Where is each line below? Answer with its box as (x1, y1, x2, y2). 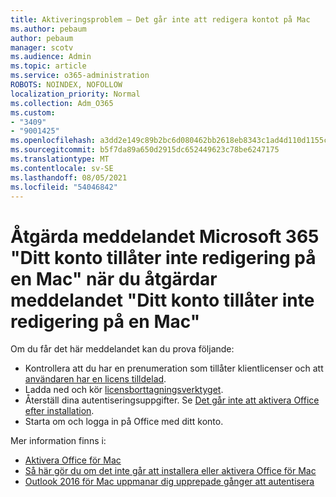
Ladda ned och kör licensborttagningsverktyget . (24, 384, 224, 396)
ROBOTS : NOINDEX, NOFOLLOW (10, 80, 123, 90)
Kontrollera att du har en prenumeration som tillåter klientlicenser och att (24, 362, 324, 375)
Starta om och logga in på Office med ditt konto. (24, 416, 224, 428)
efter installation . (24, 405, 95, 417)
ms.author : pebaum (10, 24, 87, 34)
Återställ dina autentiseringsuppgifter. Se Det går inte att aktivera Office (24, 394, 320, 406)
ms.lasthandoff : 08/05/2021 (10, 172, 128, 183)
